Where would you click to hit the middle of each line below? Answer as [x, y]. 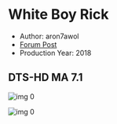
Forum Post [38, 44]
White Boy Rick [58, 15]
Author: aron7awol [49, 36]
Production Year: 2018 [55, 53]
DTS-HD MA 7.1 [46, 77]
